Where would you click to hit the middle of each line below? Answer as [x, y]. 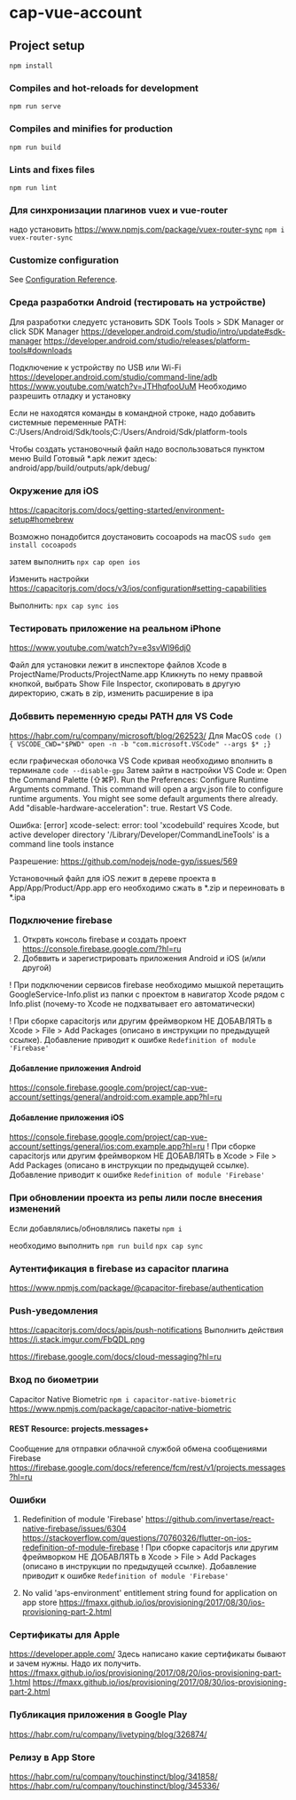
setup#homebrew [41, 520]
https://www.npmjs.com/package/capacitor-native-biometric [121, 1409]
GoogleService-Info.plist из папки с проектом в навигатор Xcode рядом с [147, 994]
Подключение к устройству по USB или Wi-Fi [95, 367]
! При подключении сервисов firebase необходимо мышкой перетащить [146, 984]
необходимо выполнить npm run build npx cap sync [106, 1245]
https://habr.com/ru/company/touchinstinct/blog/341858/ [113, 1776]
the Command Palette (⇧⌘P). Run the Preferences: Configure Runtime [139, 779]
